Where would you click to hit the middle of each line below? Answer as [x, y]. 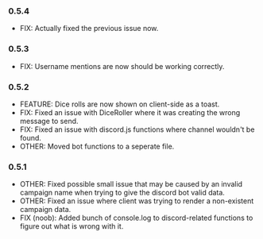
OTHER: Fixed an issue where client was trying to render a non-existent [137, 201]
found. [31, 137]
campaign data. [45, 210]
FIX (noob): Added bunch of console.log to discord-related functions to [136, 218]
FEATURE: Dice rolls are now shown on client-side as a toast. [120, 104]
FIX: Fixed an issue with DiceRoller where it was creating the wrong [130, 112]
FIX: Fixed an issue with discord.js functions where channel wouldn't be [137, 129]
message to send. [49, 121]
